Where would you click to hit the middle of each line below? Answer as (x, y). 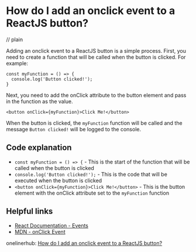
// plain (15, 39)
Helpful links (30, 211)
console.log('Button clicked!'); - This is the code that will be (91, 174)
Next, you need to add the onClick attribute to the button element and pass (96, 95)
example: (17, 63)
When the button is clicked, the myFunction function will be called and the (94, 123)
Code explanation (39, 148)
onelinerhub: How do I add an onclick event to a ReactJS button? (84, 243)
